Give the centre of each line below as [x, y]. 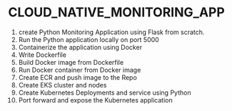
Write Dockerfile [42, 55]
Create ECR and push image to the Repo [78, 77]
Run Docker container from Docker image [80, 70]
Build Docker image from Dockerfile [71, 62]
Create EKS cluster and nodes [62, 85]
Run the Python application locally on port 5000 [89, 39]
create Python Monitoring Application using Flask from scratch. [111, 32]
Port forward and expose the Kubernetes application [96, 100]
